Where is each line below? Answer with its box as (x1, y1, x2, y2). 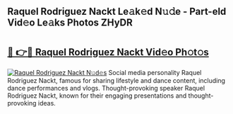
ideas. (37, 99, 56, 107)
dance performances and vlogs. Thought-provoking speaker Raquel (7, 84, 205, 92)
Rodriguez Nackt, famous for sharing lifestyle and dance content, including (7, 76, 226, 84)
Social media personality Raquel (108, 69, 202, 76)
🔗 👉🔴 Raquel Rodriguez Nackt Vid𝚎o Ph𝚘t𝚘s (7, 46, 210, 58)
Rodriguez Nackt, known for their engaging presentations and (7, 91, 187, 100)
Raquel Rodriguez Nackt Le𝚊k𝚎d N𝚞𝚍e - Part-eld (7, 6, 227, 18)
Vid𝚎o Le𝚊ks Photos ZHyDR (7, 17, 133, 29)
